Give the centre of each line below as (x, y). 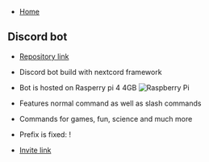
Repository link (44, 56)
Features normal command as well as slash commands (110, 103)
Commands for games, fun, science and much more (106, 118)
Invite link (35, 150)
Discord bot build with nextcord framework (90, 72)
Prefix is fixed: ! (45, 134)
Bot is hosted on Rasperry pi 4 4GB (78, 87)
